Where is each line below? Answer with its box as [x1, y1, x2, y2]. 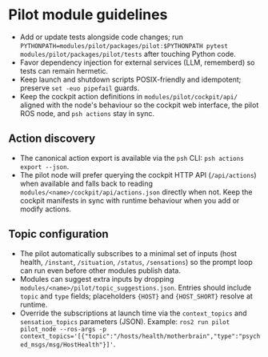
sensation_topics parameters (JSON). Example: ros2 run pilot [19, 316, 230, 326]
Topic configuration [8, 227, 110, 241]
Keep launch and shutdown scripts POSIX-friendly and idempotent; [19, 74, 242, 84]
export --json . [19, 162, 70, 171]
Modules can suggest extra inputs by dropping [19, 274, 174, 283]
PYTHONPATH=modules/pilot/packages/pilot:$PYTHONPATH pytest [19, 42, 229, 50]
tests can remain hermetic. [19, 66, 109, 75]
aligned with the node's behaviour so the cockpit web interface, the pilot [19, 100, 259, 110]
